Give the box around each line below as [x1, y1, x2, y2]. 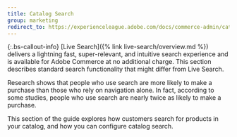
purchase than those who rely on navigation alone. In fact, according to [7, 86, 214, 95]
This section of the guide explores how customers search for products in [7, 115, 219, 123]
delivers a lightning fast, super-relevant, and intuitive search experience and [7, 50, 229, 58]
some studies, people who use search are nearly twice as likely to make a [7, 93, 221, 102]
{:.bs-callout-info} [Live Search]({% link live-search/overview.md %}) [7, 43, 209, 51]
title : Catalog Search [7, 10, 74, 18]
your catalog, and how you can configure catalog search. [7, 122, 174, 131]
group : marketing [7, 17, 59, 24]
